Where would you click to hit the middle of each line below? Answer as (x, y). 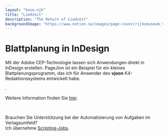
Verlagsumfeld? (21, 123)
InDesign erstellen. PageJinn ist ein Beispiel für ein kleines (65, 68)
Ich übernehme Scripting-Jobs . (37, 128)
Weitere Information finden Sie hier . (42, 98)
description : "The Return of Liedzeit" (47, 19)
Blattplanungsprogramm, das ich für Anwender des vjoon (64, 73)
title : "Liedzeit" (24, 15)
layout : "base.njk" (25, 10)
